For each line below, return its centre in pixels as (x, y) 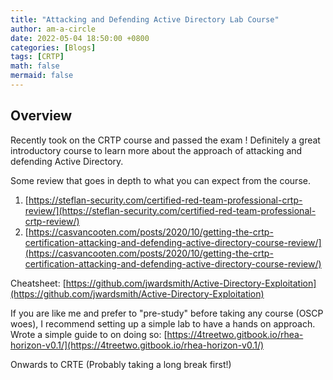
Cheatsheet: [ (38, 283)
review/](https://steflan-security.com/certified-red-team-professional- (170, 210)
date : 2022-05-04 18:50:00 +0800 (80, 38)
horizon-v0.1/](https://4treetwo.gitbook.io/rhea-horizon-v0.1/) (137, 345)
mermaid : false (42, 76)
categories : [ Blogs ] (53, 47)
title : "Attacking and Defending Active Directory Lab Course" (145, 19)
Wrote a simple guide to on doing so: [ (89, 334)
